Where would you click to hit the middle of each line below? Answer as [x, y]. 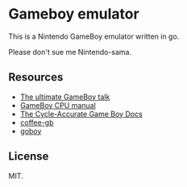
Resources [36, 77]
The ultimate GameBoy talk [65, 97]
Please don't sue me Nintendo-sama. [70, 52]
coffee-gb [37, 123]
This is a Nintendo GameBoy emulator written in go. [94, 36]
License [29, 157]
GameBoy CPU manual [58, 105]
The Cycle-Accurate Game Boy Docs [81, 114]
